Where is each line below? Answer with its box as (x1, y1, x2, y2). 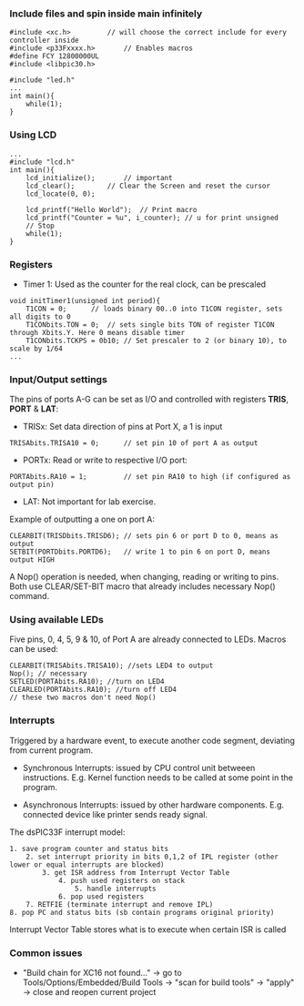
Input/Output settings (9, 372, 107, 385)
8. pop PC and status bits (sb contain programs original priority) (9, 908, 275, 917)
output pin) (9, 481, 55, 490)
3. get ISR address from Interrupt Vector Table (42, 868, 230, 877)
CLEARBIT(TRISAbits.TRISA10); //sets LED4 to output (9, 661, 214, 671)
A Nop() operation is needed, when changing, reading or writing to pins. (9, 572, 279, 583)
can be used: (9, 644, 59, 655)
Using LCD (9, 128, 57, 141)
